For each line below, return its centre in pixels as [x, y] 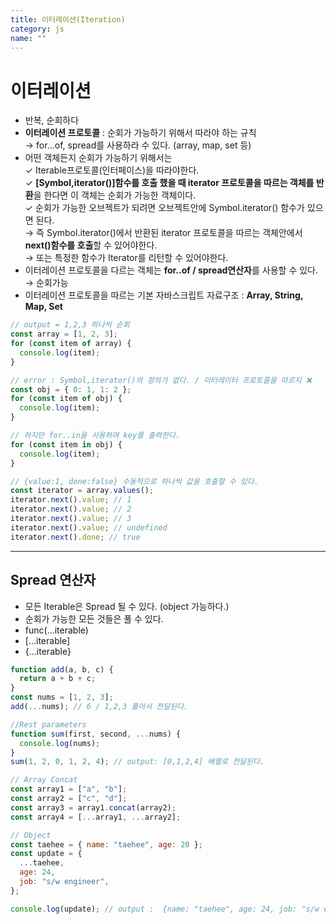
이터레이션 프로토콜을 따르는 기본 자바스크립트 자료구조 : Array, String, [164, 295]
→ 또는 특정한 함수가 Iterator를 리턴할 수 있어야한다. [126, 258]
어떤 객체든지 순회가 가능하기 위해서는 [98, 158]
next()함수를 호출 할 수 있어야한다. [91, 245]
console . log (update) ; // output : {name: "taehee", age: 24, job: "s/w [165, 909]
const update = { [46, 854]
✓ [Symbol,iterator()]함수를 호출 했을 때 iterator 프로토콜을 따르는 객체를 [169, 183]
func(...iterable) [56, 630]
